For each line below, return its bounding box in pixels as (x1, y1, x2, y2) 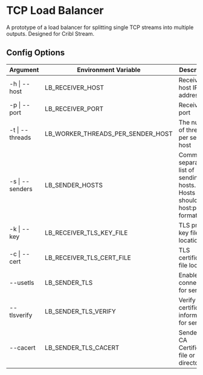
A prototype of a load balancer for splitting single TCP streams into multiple (6, 24, 194, 31)
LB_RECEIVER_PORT (45, 104, 104, 112)
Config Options (6, 48, 65, 58)
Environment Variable (77, 65, 141, 74)
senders (9, 184, 33, 193)
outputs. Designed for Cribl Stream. (6, 30, 95, 37)
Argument (9, 65, 39, 74)
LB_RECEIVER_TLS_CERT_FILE (45, 253, 131, 262)
